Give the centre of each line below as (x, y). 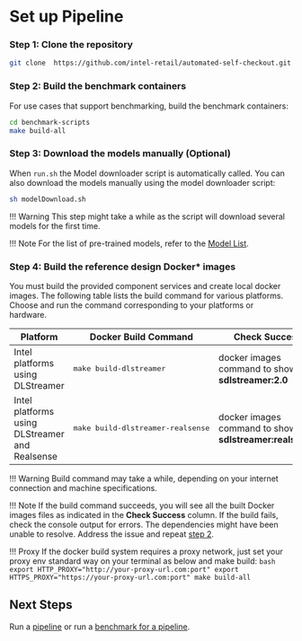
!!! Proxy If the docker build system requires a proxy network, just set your (146, 551)
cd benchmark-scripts (50, 122)
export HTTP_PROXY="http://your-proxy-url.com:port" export (124, 569)
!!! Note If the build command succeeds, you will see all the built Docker (142, 505)
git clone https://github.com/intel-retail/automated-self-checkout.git (151, 63)
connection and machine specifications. (83, 487)
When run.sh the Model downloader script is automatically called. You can (147, 173)
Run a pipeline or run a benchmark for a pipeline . (100, 627)
